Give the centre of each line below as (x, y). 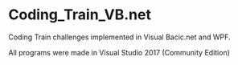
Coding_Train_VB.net (80, 15)
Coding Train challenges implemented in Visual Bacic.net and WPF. (119, 37)
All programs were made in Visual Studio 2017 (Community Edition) (119, 52)
